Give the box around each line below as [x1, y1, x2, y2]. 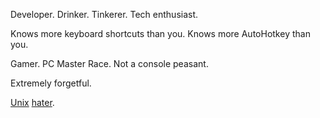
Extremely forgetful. [10, 77, 92, 89]
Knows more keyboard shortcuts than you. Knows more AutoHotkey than [10, 28, 311, 39]
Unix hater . [10, 97, 55, 108]
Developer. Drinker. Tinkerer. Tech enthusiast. [10, 9, 199, 20]
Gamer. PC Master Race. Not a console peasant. [10, 58, 209, 69]
